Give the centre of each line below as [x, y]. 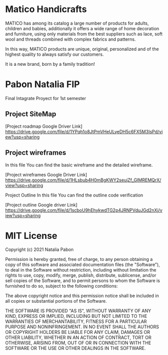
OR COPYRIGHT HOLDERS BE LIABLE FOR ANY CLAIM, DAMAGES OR [78, 332]
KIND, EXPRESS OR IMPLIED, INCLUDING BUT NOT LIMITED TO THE [76, 316]
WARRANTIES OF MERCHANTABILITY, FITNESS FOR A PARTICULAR [76, 322]
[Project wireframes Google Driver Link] [46, 174]
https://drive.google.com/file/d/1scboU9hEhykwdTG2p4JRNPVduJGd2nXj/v [84, 210]
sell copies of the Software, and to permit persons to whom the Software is [83, 281]
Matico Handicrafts [46, 9]
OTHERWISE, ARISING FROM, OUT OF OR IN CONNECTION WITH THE [78, 343]
